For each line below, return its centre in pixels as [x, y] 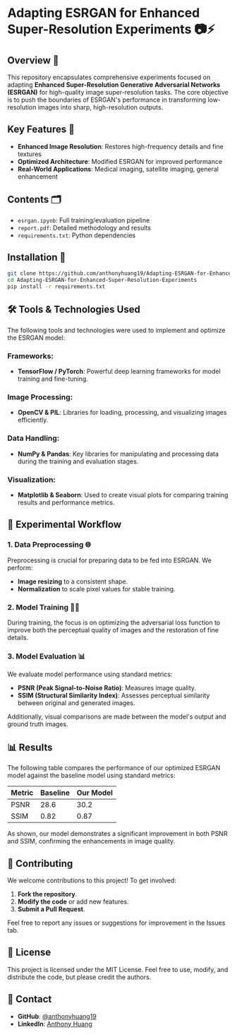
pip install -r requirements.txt [56, 287]
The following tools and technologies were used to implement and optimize [116, 330]
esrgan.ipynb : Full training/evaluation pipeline [84, 220]
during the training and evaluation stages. [78, 461]
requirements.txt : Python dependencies [77, 235]
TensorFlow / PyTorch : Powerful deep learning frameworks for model [119, 372]
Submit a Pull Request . [51, 909]
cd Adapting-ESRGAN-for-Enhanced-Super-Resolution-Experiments [102, 280]
